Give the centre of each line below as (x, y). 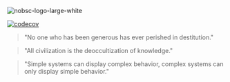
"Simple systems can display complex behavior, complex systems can (124, 64)
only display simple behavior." (66, 71)
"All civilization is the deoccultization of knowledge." (98, 51)
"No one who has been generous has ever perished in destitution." (119, 37)
